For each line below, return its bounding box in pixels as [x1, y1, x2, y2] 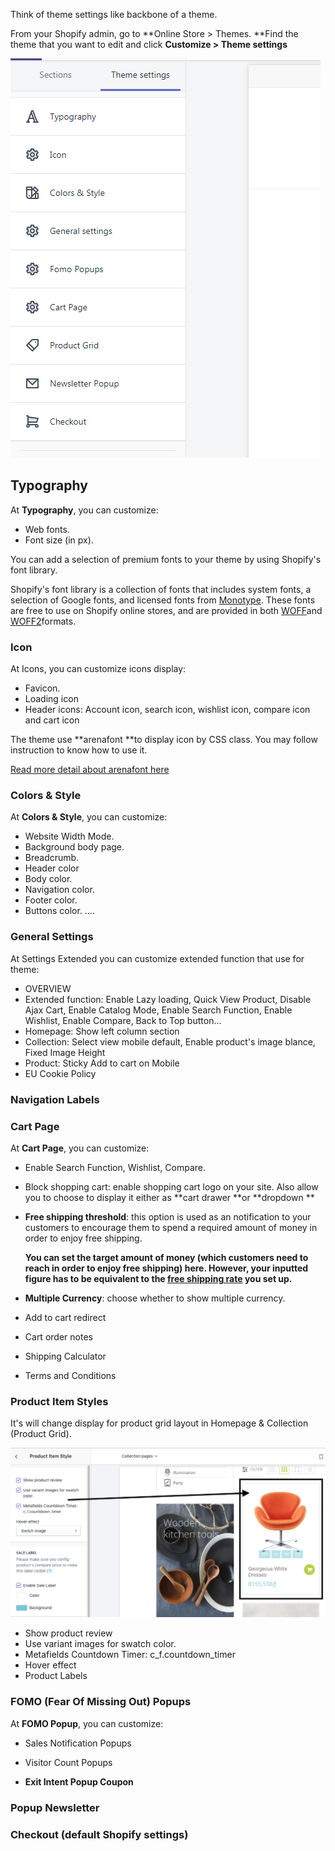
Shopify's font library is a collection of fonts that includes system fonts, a [10, 583, 312, 595]
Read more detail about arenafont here [10, 764, 170, 776]
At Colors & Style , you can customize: [10, 811, 168, 823]
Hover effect [24, 1659, 77, 1671]
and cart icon [24, 714, 80, 726]
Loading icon [24, 693, 79, 705]
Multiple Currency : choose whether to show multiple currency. [24, 1292, 286, 1304]
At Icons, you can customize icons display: [10, 663, 187, 675]
